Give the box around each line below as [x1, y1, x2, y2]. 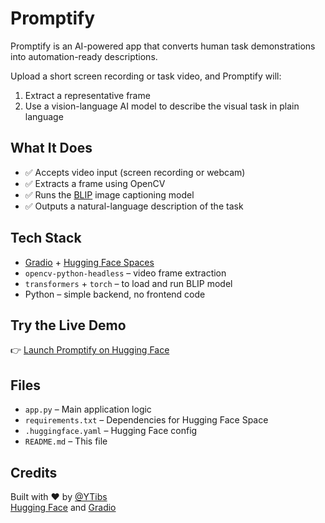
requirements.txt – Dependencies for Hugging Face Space [24, 414, 269, 426]
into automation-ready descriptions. [10, 50, 158, 62]
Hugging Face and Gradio [10, 502, 117, 513]
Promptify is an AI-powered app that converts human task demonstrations [10, 40, 316, 52]
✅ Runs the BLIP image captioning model [24, 188, 195, 201]
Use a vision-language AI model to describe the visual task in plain [24, 100, 300, 112]
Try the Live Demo [10, 317, 127, 334]
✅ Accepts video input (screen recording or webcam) [24, 166, 246, 178]
